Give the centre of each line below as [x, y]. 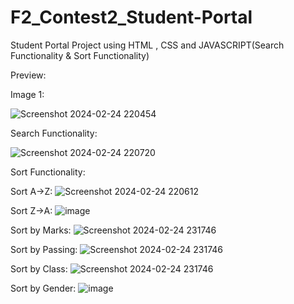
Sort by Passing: [44, 249]
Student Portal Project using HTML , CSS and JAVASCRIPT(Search [147, 45]
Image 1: [27, 94]
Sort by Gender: [43, 288]
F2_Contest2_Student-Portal [131, 17]
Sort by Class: [39, 268]
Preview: [28, 75]
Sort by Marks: [41, 230]
